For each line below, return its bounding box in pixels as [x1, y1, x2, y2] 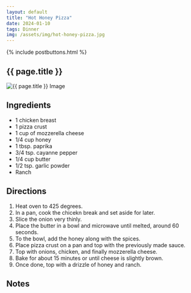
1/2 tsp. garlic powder [15, 161, 70, 169]
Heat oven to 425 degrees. [15, 202, 83, 210]
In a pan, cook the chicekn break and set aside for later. [15, 209, 156, 216]
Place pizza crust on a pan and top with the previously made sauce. [15, 241, 186, 248]
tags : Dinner [6, 26, 40, 32]
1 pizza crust [15, 123, 48, 130]
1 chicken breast [15, 116, 57, 124]
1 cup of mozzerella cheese [15, 129, 84, 136]
